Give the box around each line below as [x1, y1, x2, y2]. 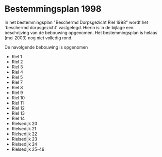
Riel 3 [11, 64, 23, 70]
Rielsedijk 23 [11, 136, 37, 141]
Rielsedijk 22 [11, 131, 37, 137]
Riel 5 [11, 74, 23, 80]
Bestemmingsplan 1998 [4, 3, 102, 15]
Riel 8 [11, 84, 23, 90]
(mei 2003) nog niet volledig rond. [4, 35, 73, 41]
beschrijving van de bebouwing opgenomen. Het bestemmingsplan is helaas [4, 30, 158, 35]
